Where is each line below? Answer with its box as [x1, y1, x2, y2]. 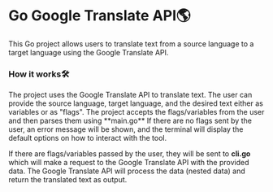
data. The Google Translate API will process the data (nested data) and [8, 166, 245, 176]
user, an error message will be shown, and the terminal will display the [8, 124, 244, 134]
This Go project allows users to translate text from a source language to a [8, 38, 254, 49]
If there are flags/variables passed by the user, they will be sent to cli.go [8, 149, 251, 159]
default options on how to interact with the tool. [8, 133, 167, 143]
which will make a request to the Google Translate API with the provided [8, 158, 249, 168]
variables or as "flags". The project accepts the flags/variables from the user [8, 107, 265, 117]
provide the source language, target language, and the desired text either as [8, 98, 264, 108]
